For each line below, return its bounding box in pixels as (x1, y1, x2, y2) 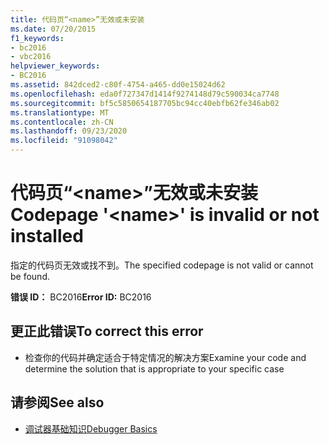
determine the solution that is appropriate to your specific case (24, 362, 285, 375)
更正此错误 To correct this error (10, 323, 204, 340)
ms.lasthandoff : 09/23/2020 (10, 126, 128, 136)
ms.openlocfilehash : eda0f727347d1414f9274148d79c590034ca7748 (10, 89, 280, 99)
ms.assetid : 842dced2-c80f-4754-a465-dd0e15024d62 (10, 80, 226, 90)
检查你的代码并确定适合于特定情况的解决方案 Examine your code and (24, 351, 307, 363)
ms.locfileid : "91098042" (10, 136, 118, 146)
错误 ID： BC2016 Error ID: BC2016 (10, 291, 152, 303)
